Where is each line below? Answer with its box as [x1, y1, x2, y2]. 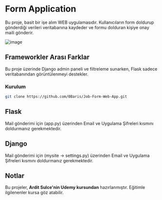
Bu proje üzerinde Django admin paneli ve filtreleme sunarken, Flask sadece [5, 66, 158, 72]
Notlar [5, 171, 25, 180]
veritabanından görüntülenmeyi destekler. [5, 71, 89, 77]
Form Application [5, 3, 76, 15]
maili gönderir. [5, 30, 34, 35]
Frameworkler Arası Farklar [5, 53, 90, 62]
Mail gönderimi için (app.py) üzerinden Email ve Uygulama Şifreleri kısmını [5, 120, 154, 126]
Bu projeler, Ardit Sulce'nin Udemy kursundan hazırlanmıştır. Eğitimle [5, 185, 145, 190]
